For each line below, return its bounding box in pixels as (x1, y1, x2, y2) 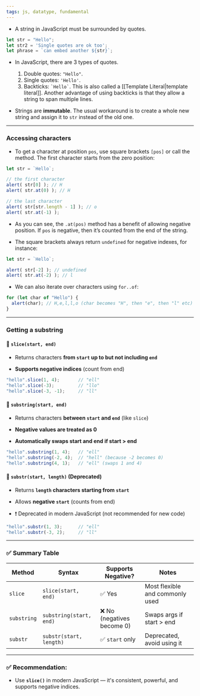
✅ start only (100, 635, 136, 643)
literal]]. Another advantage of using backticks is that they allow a (23, 89, 185, 96)
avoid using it (145, 639, 183, 647)
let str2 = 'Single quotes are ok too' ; (6, 42, 108, 48)
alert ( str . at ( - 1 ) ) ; (6, 209, 60, 215)
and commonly (145, 590, 186, 598)
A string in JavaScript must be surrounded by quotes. (14, 25, 146, 32)
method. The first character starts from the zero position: (14, 154, 155, 161)
